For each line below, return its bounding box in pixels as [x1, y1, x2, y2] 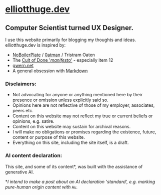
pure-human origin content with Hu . [5, 184, 78, 190]
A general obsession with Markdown [12, 68, 88, 74]
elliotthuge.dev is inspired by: [5, 42, 66, 48]
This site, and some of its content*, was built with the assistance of [5, 163, 143, 169]
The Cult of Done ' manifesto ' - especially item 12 [12, 57, 113, 63]
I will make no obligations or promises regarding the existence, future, [12, 129, 156, 135]
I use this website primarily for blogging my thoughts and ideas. [5, 37, 136, 43]
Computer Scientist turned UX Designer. [5, 24, 133, 32]
